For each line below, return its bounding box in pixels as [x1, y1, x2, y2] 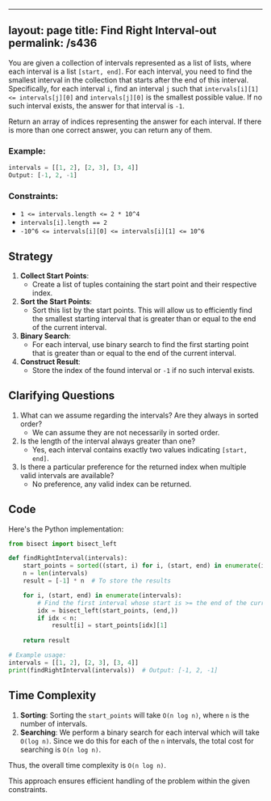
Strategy [8, 249, 53, 263]
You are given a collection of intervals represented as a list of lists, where [8, 57, 252, 67]
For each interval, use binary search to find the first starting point [31, 339, 249, 349]
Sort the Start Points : [19, 296, 93, 306]
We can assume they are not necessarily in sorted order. [31, 427, 220, 437]
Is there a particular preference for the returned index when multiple [19, 462, 247, 472]
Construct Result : [19, 357, 81, 367]
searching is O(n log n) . [19, 744, 102, 754]
